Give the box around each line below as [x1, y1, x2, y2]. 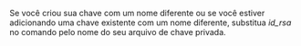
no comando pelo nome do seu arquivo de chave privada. [9, 27, 226, 37]
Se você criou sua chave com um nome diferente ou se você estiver [9, 8, 265, 18]
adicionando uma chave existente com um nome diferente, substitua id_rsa [9, 17, 292, 28]
